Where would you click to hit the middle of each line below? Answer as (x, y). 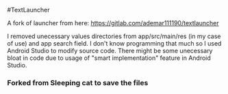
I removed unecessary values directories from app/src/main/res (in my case (114, 36)
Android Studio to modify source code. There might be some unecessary (110, 51)
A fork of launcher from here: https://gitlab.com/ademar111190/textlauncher (113, 23)
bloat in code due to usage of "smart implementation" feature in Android (109, 58)
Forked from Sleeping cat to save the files (78, 82)
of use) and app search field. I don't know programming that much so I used (114, 43)
